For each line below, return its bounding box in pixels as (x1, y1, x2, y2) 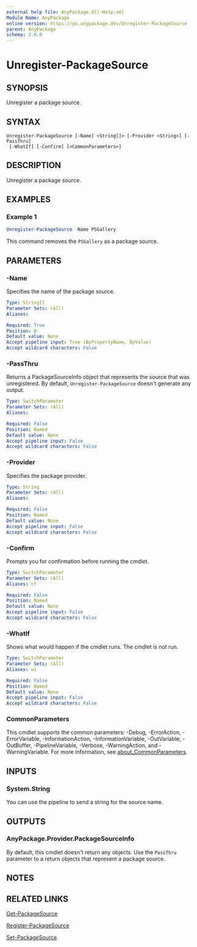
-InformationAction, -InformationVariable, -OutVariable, (42, 735, 182, 743)
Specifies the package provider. (6, 472, 87, 479)
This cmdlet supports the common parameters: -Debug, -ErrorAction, (6, 729, 182, 736)
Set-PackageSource (6, 934, 57, 941)
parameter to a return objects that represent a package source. (6, 855, 166, 862)
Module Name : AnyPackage (6, 15, 70, 21)
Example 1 (6, 213, 37, 221)
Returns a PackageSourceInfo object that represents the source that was (6, 374, 190, 381)
